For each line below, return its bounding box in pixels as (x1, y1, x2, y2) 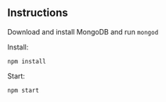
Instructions (7, 6, 68, 20)
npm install (7, 57, 46, 65)
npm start (7, 86, 40, 94)
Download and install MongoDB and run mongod (7, 27, 159, 36)
